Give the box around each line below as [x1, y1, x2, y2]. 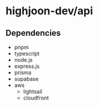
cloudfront [23, 94, 49, 101]
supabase [14, 76, 39, 82]
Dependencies [5, 28, 61, 38]
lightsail [23, 88, 42, 95]
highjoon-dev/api [5, 4, 93, 18]
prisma [14, 69, 32, 76]
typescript [14, 50, 40, 57]
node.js [14, 57, 33, 63]
